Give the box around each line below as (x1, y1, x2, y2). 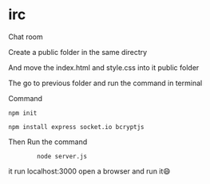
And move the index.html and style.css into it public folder (8, 62, 200, 72)
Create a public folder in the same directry (8, 47, 148, 57)
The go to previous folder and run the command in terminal (8, 78, 203, 88)
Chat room (8, 32, 43, 41)
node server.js (37, 152, 88, 160)
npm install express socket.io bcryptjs (8, 123, 145, 131)
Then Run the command (8, 137, 88, 147)
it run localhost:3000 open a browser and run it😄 (8, 166, 171, 176)
